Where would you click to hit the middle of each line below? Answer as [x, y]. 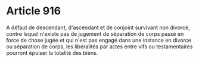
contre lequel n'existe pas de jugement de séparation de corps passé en [95, 33]
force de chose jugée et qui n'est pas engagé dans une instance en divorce [99, 40]
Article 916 [34, 11]
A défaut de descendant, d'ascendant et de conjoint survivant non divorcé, [98, 27]
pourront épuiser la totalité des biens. [52, 52]
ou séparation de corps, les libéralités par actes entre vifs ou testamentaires [99, 46]
